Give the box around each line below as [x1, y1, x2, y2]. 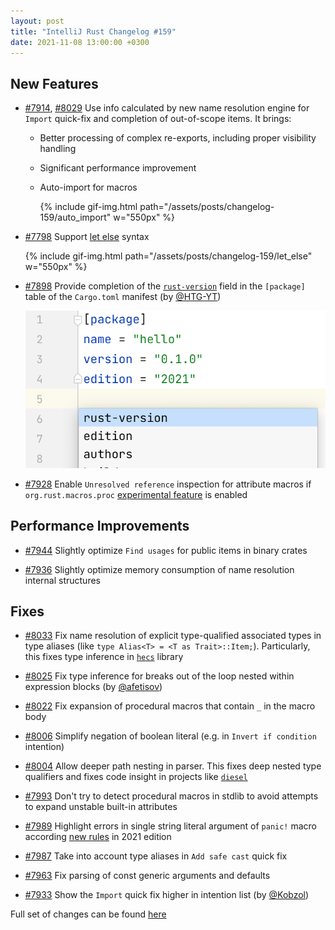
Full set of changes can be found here [10, 908, 167, 920]
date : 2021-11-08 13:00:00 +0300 [10, 37, 150, 47]
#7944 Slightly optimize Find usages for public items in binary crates [24, 544, 308, 556]
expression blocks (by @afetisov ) [24, 681, 163, 693]
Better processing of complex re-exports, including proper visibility [39, 132, 317, 144]
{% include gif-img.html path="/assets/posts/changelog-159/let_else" [24, 250, 313, 262]
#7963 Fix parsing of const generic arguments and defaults [24, 870, 271, 882]
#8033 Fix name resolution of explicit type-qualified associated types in [24, 630, 322, 642]
